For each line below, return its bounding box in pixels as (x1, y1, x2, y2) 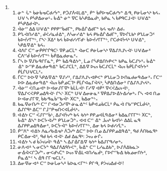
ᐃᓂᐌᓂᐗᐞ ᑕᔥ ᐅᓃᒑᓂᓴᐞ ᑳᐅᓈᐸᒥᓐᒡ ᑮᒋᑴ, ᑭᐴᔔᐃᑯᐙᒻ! (17, 160, 124, 166)
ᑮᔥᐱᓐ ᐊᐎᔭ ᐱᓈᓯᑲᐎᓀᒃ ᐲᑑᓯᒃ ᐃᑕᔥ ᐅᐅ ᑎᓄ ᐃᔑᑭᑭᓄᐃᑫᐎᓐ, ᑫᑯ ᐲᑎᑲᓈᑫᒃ (17, 128, 158, 134)
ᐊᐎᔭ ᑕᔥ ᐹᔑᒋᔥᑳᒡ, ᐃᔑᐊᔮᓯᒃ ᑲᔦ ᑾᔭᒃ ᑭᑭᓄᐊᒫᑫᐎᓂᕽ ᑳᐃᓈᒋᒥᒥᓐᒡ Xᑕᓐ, (17, 112, 152, 118)
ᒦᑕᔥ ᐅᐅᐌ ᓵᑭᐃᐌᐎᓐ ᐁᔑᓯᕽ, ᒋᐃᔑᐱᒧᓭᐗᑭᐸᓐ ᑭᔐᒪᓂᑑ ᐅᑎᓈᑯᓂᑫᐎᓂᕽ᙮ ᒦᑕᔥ (17, 74, 162, 80)
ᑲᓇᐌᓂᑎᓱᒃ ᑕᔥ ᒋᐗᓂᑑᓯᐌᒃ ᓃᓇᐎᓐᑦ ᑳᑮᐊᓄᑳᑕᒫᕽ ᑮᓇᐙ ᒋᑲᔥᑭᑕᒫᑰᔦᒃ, (17, 101, 151, 107)
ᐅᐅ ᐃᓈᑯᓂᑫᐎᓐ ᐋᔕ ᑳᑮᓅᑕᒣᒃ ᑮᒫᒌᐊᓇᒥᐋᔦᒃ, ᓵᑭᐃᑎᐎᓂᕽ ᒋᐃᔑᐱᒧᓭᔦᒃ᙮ (17, 79, 152, 85)
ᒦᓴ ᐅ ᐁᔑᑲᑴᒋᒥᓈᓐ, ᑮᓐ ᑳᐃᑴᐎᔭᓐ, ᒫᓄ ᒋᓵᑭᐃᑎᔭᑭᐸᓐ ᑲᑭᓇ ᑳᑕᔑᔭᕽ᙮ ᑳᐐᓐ (17, 58, 156, 64)
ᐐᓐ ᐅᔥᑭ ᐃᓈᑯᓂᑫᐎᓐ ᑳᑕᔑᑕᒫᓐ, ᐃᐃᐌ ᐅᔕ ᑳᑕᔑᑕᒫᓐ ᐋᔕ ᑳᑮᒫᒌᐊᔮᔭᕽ (17, 63, 149, 69)
